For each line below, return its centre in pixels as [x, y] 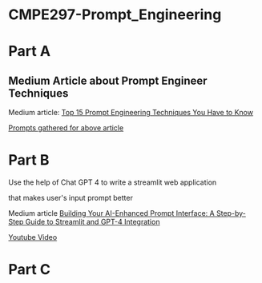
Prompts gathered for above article [66, 128]
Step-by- [231, 213]
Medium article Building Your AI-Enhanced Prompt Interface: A [111, 213]
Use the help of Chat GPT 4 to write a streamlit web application [113, 182]
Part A [29, 52]
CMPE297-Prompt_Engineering [115, 15]
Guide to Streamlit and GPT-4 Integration [93, 222]
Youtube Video [33, 237]
